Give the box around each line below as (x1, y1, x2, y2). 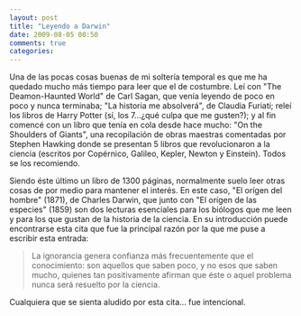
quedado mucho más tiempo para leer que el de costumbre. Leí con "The (9, 81, 282, 92)
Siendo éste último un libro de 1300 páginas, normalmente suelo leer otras (9, 175, 286, 186)
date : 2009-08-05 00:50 (9, 30, 99, 39)
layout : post (9, 13, 59, 23)
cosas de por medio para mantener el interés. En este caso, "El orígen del (9, 185, 283, 196)
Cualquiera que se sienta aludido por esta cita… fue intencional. (9, 297, 246, 308)
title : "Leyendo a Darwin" (9, 22, 111, 31)
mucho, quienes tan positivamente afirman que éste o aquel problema (31, 270, 292, 281)
